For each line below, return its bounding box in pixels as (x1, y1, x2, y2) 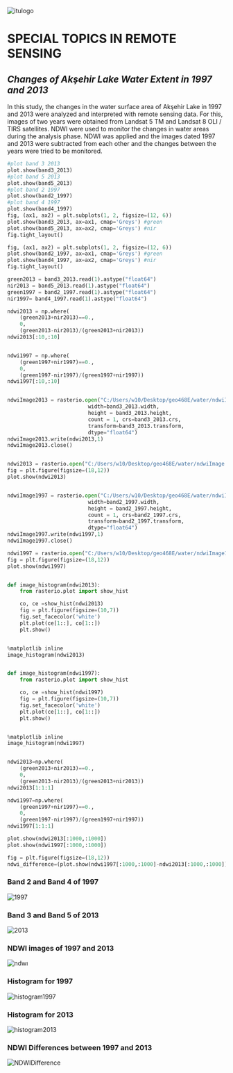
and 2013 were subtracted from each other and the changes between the (7, 140, 217, 147)
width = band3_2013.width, (87, 403, 159, 410)
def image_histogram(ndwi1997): (7, 670, 101, 677)
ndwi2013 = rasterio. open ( (7, 461, 85, 468)
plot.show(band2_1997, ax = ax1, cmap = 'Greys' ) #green (7, 250, 163, 257)
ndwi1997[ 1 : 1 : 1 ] (7, 823, 54, 830)
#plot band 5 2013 (7, 173, 60, 180)
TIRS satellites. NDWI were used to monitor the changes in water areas (7, 125, 209, 133)
